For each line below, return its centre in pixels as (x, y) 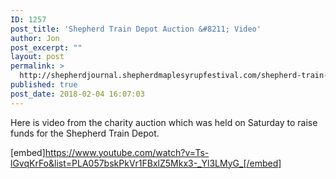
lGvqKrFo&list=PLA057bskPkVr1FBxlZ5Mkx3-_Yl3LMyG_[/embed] (146, 163)
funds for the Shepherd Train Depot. (85, 133)
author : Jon (35, 38)
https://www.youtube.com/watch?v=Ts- (127, 152)
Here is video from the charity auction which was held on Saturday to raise (164, 122)
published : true (44, 85)
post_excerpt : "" (46, 47)
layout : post (37, 57)
